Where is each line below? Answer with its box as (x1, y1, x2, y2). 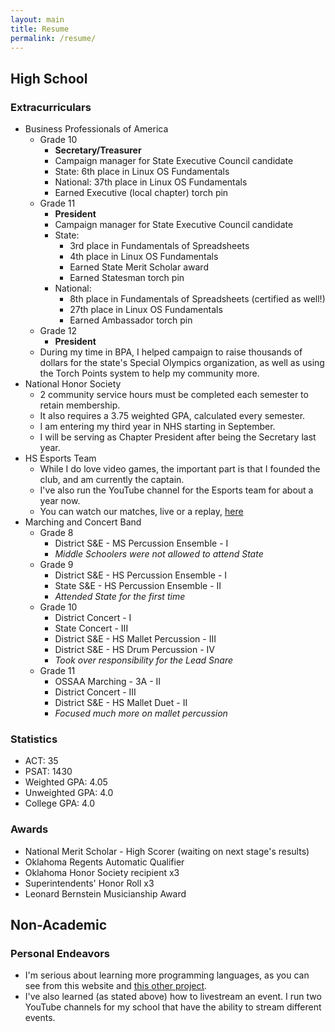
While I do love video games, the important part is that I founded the (39, 463, 321, 475)
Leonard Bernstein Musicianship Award (24, 887, 187, 900)
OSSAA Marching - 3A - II (54, 676, 162, 688)
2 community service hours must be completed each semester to (39, 389, 309, 401)
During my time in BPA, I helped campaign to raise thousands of (39, 346, 303, 358)
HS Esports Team (24, 452, 97, 465)
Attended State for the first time (54, 591, 186, 603)
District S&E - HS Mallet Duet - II (54, 697, 188, 709)
